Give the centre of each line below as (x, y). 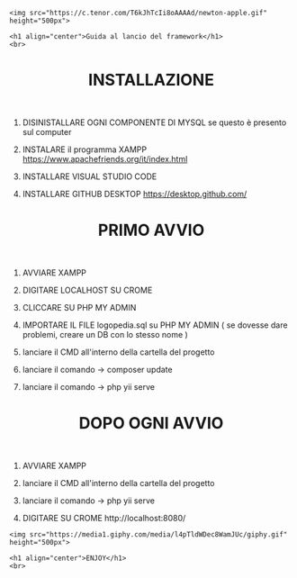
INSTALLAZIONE (151, 80)
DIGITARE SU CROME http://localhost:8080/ (104, 518)
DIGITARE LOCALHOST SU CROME (87, 290)
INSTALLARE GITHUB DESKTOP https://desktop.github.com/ (135, 194)
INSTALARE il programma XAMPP (84, 149)
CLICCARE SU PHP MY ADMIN (79, 307)
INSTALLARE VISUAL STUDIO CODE (90, 176)
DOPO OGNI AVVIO (151, 424)
